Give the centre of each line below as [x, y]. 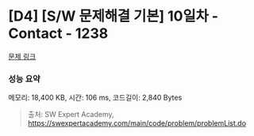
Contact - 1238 [58, 34]
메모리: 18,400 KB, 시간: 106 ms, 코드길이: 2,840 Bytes [95, 98]
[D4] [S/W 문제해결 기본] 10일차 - [114, 16]
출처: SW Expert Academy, [71, 115]
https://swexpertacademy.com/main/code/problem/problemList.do [137, 123]
